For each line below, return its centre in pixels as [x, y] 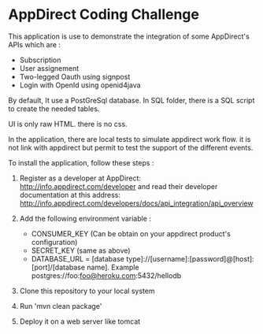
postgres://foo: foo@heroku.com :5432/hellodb [106, 275]
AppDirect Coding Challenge [104, 15]
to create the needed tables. [54, 109]
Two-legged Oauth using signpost [75, 76]
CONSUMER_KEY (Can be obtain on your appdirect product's [131, 233]
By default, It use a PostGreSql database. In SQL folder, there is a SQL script [131, 100]
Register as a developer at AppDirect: [80, 178]
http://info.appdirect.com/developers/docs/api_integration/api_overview [136, 203]
